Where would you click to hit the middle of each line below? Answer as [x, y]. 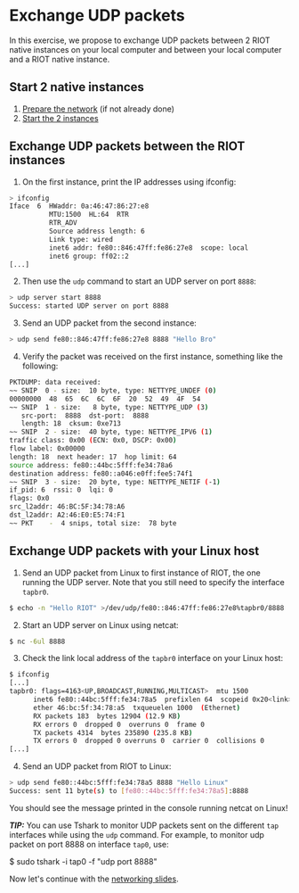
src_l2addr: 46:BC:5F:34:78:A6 [67, 507]
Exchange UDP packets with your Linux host [134, 551]
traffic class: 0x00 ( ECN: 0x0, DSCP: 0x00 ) [93, 441]
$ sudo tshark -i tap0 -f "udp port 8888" [83, 861]
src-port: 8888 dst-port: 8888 [85, 416]
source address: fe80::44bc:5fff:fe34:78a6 [91, 465]
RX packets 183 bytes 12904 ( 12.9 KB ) [106, 716]
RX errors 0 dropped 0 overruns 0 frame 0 [118, 724]
